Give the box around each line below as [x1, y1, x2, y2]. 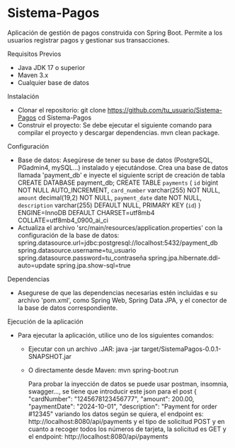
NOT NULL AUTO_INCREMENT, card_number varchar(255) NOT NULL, [17, 185, 221, 194]
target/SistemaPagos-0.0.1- [141, 345, 222, 353]
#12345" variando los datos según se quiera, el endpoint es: [28, 409, 204, 418]
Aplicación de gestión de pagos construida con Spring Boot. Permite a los [7, 28, 223, 37]
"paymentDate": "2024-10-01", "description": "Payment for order [28, 402, 217, 410]
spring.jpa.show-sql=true [56, 260, 131, 270]
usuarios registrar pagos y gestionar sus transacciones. [7, 35, 170, 44]
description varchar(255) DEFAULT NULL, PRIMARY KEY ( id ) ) [17, 200, 201, 209]
